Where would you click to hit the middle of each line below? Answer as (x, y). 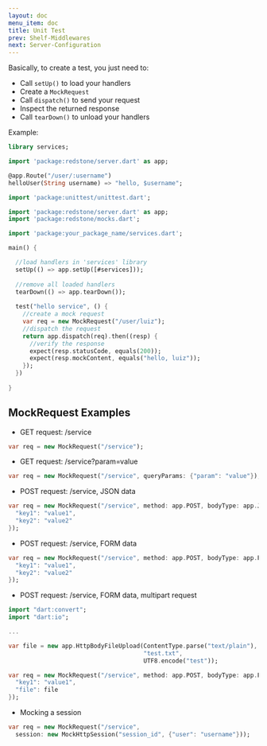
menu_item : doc (33, 23)
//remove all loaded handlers (65, 284)
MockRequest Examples (70, 413)
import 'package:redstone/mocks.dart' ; (74, 220)
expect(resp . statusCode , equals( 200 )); (95, 351)
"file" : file (37, 690)
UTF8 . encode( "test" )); (181, 661)
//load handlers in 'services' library (81, 262)
